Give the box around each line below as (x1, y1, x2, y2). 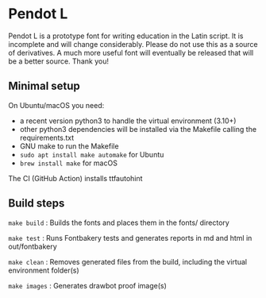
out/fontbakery (8, 242, 57, 251)
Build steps (8, 196, 65, 211)
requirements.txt (19, 133, 75, 142)
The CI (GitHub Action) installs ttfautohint (8, 173, 143, 183)
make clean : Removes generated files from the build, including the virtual (8, 257, 248, 266)
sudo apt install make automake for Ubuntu (19, 149, 164, 159)
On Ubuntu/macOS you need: (8, 100, 105, 110)
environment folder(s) (8, 265, 79, 275)
